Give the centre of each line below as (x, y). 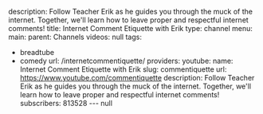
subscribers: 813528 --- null (66, 103)
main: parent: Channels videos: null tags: (75, 37)
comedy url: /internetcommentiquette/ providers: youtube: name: (126, 61)
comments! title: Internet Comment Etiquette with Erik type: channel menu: (131, 28)
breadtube (37, 52)
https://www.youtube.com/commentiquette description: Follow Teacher (137, 78)
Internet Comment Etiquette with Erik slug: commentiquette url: (123, 69)
